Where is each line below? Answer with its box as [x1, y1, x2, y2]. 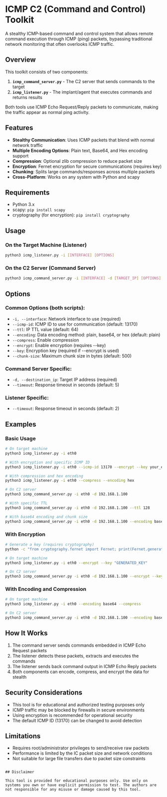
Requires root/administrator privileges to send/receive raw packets [12, 745, 150, 751]
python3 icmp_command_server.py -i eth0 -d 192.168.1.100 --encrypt [5, 574, 150, 579]
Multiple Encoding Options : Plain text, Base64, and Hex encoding [12, 147, 148, 153]
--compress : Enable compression [12, 337, 80, 343]
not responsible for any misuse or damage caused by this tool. [5, 787, 141, 792]
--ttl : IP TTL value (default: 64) [12, 326, 79, 332]
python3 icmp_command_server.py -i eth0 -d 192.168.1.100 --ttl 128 [5, 505, 150, 510]
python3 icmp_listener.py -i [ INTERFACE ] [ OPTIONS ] [5, 253, 114, 258]
